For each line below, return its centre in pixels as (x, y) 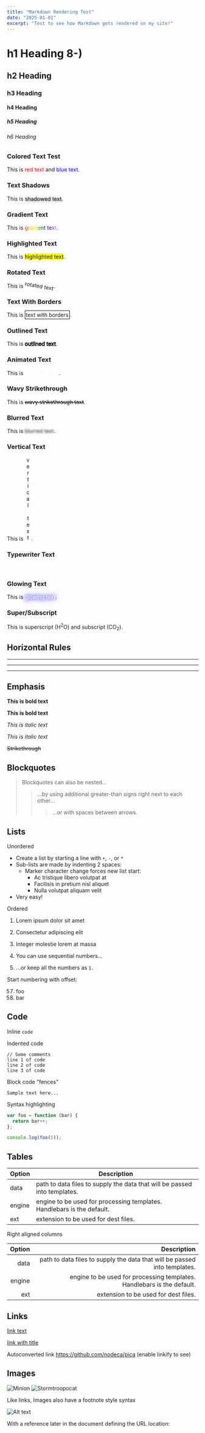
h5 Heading (22, 122)
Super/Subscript (32, 613)
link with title (23, 1342)
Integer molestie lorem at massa (56, 944)
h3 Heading (24, 93)
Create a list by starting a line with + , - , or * (70, 858)
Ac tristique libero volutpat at (70, 877)
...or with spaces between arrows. (95, 812)
